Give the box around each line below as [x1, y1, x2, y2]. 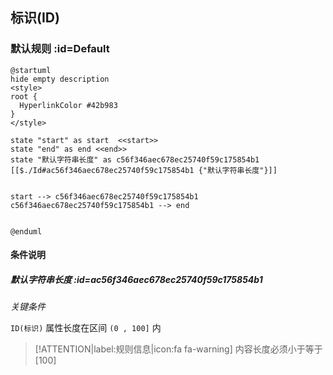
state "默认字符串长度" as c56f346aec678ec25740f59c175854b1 [10, 154, 260, 165]
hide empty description [10, 74, 110, 84]
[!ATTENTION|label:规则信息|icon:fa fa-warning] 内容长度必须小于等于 [34, 343, 323, 355]
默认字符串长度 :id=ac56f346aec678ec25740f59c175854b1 [10, 273, 263, 285]
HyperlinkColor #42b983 [19, 100, 118, 110]
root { [10, 91, 38, 102]
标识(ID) [10, 9, 60, 27]
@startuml [10, 65, 52, 75]
